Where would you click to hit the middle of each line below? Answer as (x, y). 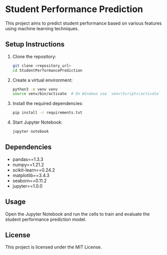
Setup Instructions (35, 45)
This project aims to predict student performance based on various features (83, 23)
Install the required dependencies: (48, 104)
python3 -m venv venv (35, 89)
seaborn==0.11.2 (29, 181)
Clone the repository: (34, 56)
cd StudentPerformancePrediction (47, 70)
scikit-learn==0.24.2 (34, 170)
